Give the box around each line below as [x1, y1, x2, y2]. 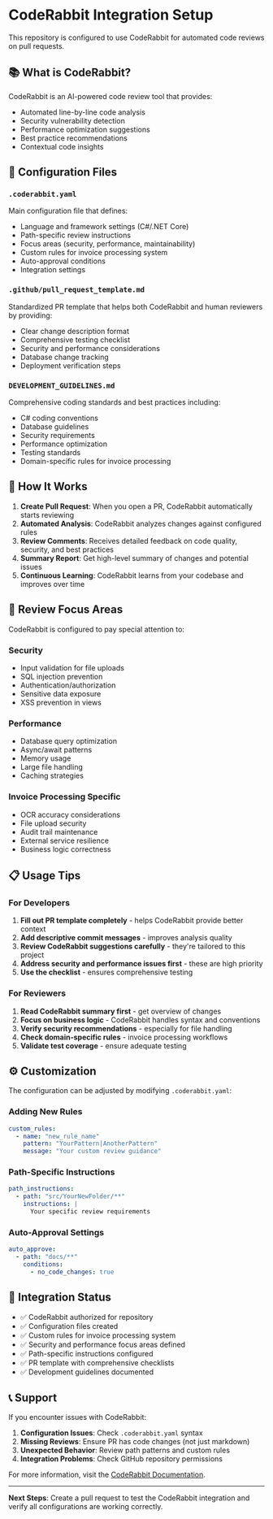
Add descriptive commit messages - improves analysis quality [19, 933, 233, 943]
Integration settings [19, 265, 86, 275]
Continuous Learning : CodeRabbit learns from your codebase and [19, 571, 244, 580]
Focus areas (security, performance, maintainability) [19, 239, 196, 249]
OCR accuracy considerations [19, 809, 120, 819]
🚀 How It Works [8, 480, 88, 493]
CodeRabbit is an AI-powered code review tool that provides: [8, 91, 213, 101]
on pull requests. [8, 41, 65, 50]
